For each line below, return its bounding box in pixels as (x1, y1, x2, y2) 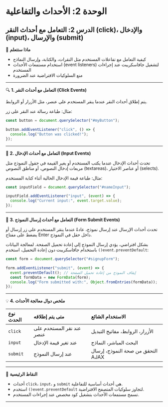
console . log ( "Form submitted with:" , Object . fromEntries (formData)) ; (10, 279, 158, 285)
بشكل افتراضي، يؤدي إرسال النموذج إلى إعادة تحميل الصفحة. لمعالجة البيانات (5, 242, 149, 247)
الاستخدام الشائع (91, 313, 126, 320)
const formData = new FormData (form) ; (10, 275, 91, 280)
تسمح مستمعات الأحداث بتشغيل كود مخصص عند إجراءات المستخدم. (12, 391, 140, 397)
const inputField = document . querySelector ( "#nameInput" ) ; (5, 184, 131, 189)
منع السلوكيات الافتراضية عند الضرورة (12, 72, 83, 78)
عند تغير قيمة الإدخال (33, 339, 77, 346)
